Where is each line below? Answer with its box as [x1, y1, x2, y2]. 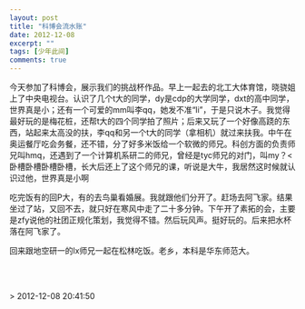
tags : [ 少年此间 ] [9, 47, 70, 56]
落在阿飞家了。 [9, 226, 65, 236]
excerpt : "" [9, 38, 54, 48]
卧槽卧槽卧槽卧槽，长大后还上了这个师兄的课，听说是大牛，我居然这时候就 [9, 161, 288, 172]
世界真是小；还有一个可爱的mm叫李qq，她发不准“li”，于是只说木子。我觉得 [9, 105, 290, 115]
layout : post [9, 13, 59, 23]
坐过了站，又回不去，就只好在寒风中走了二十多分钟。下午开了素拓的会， [9, 204, 280, 214]
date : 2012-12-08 [9, 30, 75, 39]
